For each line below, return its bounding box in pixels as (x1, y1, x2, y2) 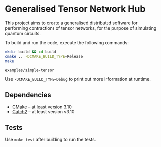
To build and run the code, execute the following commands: (5, 39, 129, 45)
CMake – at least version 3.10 (12, 104, 72, 110)
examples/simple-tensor (5, 68, 54, 73)
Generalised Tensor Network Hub (5, 3, 146, 15)
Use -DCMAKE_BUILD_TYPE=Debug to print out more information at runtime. (5, 76, 151, 82)
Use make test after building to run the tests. (5, 137, 96, 143)
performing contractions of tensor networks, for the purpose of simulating (5, 25, 157, 31)
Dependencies (5, 90, 51, 99)
